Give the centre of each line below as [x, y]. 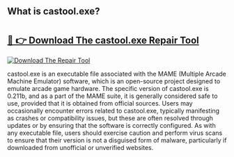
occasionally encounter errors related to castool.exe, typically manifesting [114, 111]
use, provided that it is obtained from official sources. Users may [100, 103]
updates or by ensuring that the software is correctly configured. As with [111, 125]
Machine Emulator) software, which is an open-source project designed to [114, 81]
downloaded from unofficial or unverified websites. [80, 148]
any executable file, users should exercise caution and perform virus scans [115, 133]
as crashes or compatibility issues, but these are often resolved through [110, 118]
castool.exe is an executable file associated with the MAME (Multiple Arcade [117, 74]
